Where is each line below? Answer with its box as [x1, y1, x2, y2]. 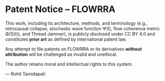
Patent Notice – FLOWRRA [5, 4, 115, 15]
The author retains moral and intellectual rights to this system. [5, 61, 133, 67]
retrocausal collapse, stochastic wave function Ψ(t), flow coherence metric [5, 25, 160, 31]
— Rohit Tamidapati [5, 70, 46, 76]
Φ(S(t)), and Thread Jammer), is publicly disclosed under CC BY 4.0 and [5, 31, 155, 37]
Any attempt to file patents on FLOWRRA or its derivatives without [5, 46, 142, 52]
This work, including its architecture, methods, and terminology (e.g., [5, 20, 148, 26]
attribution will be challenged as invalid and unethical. [5, 51, 117, 57]
